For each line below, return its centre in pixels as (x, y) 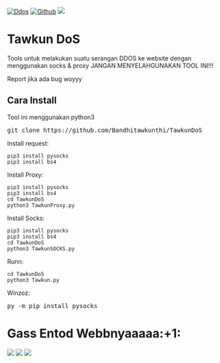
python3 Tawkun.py (33, 280)
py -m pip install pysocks (52, 306)
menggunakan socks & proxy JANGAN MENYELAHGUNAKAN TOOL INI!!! (110, 65)
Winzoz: (19, 293)
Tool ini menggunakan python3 (51, 117)
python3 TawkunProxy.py (41, 205)
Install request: (28, 143)
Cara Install (32, 101)
